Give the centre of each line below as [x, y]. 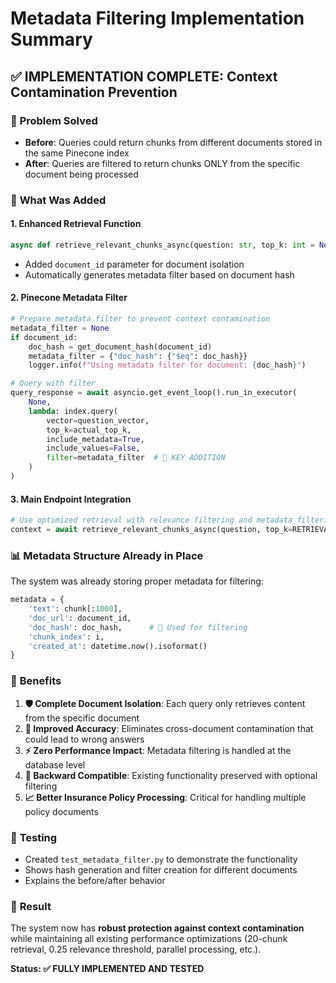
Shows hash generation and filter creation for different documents [161, 869]
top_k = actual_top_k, [89, 430]
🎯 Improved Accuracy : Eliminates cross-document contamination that [169, 728]
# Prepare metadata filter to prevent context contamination [140, 319]
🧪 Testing [34, 837]
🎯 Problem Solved [54, 120]
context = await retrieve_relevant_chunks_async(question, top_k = [151, 530]
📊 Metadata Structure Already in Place [107, 555]
